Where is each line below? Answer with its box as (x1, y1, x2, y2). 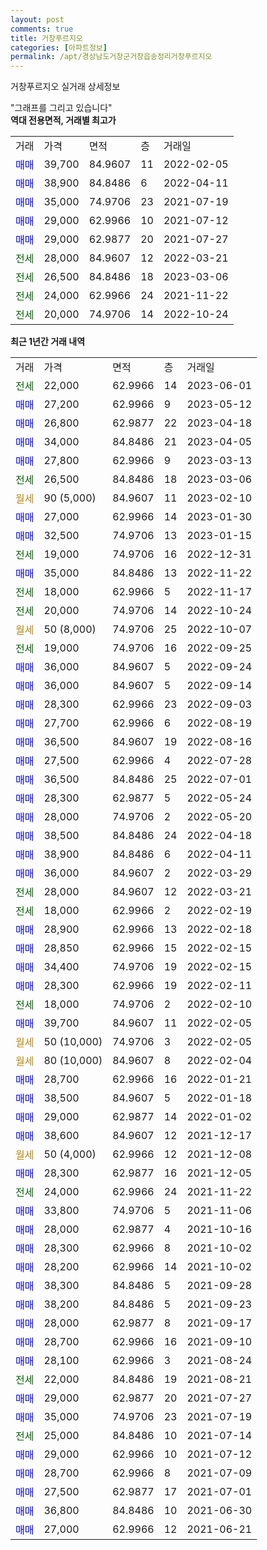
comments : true (10, 24, 74, 34)
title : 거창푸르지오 (10, 33, 83, 43)
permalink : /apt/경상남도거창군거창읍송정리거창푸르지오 (10, 52, 213, 62)
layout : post (10, 14, 65, 25)
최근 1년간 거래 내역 (10, 336, 86, 348)
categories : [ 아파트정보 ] (10, 42, 108, 53)
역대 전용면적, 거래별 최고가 (10, 114, 117, 126)
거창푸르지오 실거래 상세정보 (10, 81, 121, 93)
